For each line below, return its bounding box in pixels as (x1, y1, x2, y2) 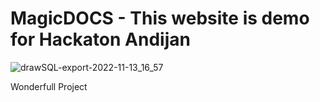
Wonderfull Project (10, 80, 88, 92)
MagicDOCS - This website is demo (10, 7, 310, 30)
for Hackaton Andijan (10, 28, 191, 51)
